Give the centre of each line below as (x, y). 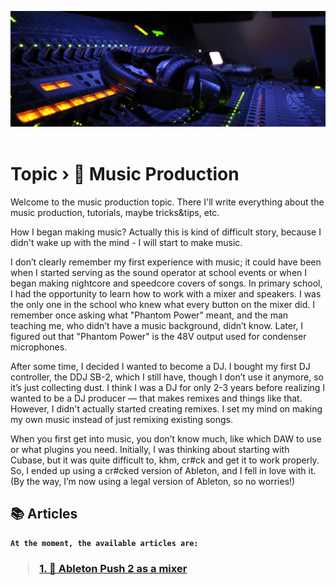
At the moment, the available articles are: (104, 543)
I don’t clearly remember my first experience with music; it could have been (166, 262)
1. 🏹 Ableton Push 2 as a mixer (113, 568)
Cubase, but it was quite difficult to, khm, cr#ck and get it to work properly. (165, 460)
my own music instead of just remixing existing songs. (121, 419)
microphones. (39, 347)
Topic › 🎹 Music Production (125, 174)
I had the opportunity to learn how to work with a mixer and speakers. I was (166, 294)
